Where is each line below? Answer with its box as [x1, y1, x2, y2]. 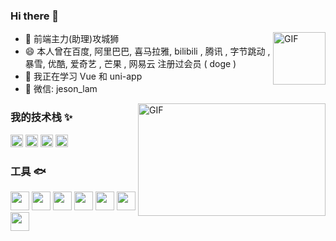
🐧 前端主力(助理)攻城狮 [24, 33, 120, 45]
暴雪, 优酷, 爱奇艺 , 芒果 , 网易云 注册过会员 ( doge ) [24, 58, 237, 70]
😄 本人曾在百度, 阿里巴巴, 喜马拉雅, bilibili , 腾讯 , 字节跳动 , [24, 45, 271, 58]
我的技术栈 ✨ [10, 110, 73, 124]
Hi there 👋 [10, 9, 60, 23]
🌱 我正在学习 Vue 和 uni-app [24, 70, 143, 83]
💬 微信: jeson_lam [24, 83, 98, 95]
